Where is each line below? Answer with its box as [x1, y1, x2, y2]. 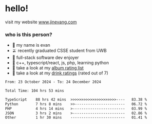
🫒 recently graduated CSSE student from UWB [12, 48, 107, 53]
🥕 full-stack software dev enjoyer [12, 54, 79, 61]
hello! [5, 3, 28, 14]
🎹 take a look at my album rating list [12, 65, 84, 71]
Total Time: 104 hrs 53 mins [5, 89, 64, 93]
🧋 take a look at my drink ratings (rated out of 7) [12, 70, 109, 76]
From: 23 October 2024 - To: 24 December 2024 [5, 80, 101, 85]
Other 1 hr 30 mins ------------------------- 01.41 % [5, 115, 147, 120]
